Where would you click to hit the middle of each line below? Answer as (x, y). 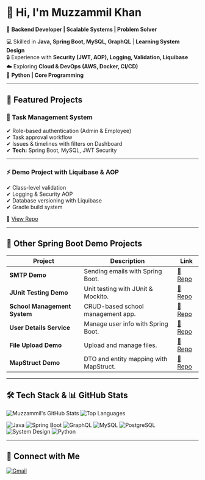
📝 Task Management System (49, 117)
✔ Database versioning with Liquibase (54, 200)
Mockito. (96, 296)
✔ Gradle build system (34, 207)
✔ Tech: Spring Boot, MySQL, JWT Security (62, 150)
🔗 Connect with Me (43, 456)
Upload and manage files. (120, 345)
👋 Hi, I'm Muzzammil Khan (74, 13)
